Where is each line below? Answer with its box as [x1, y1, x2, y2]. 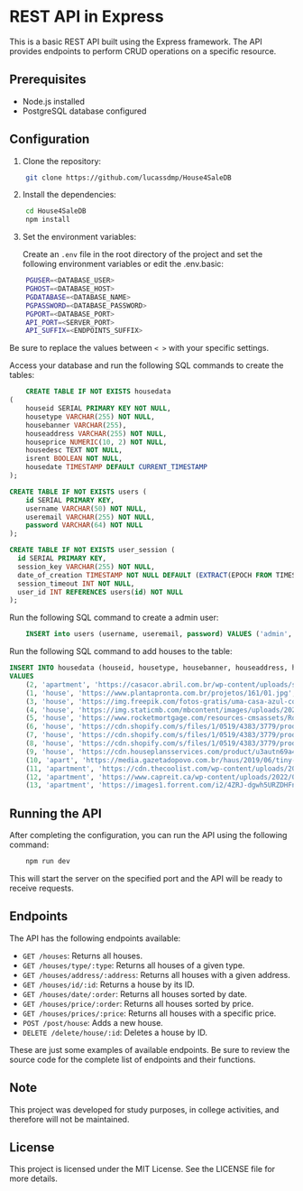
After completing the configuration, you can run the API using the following [9, 830, 288, 841]
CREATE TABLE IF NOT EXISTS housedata [25, 387, 171, 396]
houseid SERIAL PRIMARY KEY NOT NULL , [25, 404, 171, 413]
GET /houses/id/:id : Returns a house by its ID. [22, 979, 196, 990]
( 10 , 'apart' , [25, 755, 78, 764]
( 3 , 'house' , [25, 697, 75, 706]
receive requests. [9, 882, 74, 893]
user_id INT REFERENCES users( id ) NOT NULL [17, 587, 183, 596]
